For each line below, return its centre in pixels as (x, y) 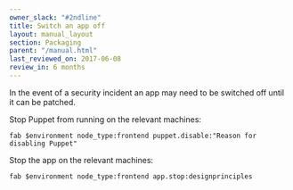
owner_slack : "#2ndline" (55, 17)
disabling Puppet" (43, 144)
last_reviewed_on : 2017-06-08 (65, 59)
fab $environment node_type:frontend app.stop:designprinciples (131, 176)
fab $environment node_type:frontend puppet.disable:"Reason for (133, 136)
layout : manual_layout (51, 34)
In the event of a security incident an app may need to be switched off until (147, 92)
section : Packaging (45, 42)
